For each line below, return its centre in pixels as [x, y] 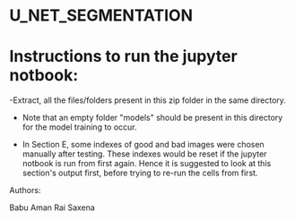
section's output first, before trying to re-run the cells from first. [140, 173]
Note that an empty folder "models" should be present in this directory [152, 118]
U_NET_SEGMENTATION [101, 16]
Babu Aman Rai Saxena [52, 207]
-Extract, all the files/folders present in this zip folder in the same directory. [148, 100]
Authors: [25, 190]
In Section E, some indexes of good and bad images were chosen [143, 145]
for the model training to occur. [79, 127]
